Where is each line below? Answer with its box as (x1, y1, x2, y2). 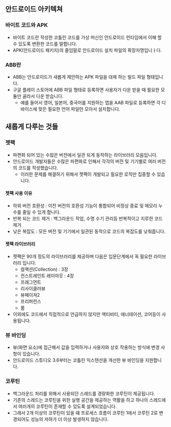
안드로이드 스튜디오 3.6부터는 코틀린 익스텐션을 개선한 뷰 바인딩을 (12, 357, 144, 363)
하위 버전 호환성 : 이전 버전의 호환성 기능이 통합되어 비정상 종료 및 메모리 (12, 202, 158, 209)
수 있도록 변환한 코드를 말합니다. (12, 41, 77, 47)
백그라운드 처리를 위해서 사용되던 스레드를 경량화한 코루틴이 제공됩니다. (12, 390, 155, 397)
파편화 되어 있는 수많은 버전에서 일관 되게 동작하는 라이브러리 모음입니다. (12, 152, 158, 158)
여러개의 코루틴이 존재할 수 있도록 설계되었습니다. (18, 403, 117, 410)
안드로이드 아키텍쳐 (5, 5, 63, 14)
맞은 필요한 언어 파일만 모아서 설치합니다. (38, 106, 120, 112)
